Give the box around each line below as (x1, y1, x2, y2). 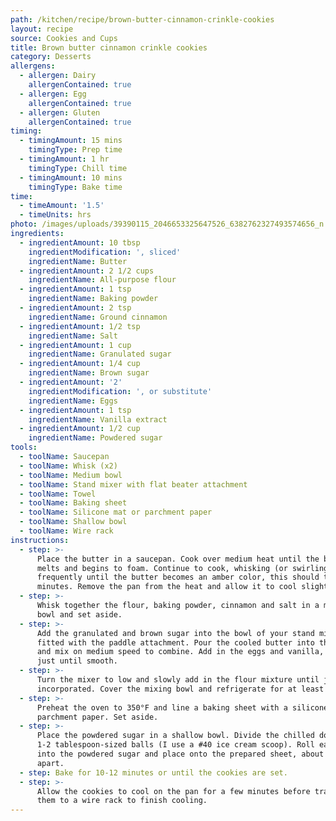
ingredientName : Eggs (28, 396, 118, 406)
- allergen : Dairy (19, 71, 97, 81)
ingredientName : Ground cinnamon (28, 312, 168, 322)
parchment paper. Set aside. (36, 712, 159, 722)
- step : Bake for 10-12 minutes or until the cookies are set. (19, 767, 288, 778)
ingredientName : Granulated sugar (28, 349, 172, 360)
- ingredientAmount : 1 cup (19, 340, 132, 350)
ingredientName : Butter (28, 256, 128, 266)
